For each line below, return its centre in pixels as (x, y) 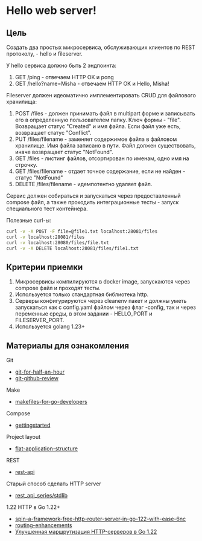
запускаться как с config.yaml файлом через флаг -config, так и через (105, 307)
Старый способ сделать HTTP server (54, 484)
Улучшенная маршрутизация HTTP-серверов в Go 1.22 (86, 532)
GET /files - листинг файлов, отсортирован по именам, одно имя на (102, 158)
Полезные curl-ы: (29, 220)
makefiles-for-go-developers (51, 402)
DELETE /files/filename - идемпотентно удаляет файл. (84, 184)
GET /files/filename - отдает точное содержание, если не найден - (100, 171)
